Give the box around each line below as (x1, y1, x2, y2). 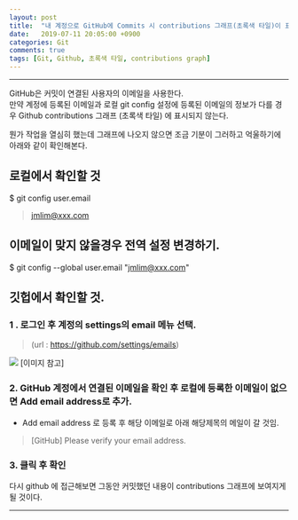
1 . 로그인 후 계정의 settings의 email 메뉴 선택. (9, 319, 197, 331)
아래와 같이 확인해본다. (9, 140, 88, 151)
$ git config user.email (9, 193, 91, 203)
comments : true (9, 46, 66, 55)
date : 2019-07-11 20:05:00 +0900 (9, 29, 141, 38)
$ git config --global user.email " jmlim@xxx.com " (9, 262, 190, 272)
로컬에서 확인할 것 (9, 169, 101, 184)
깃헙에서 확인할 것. (9, 290, 105, 305)
